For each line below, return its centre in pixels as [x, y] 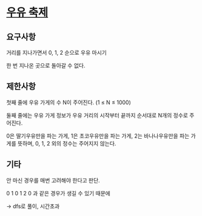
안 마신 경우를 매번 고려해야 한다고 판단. [53, 180]
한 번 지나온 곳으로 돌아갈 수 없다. [46, 65]
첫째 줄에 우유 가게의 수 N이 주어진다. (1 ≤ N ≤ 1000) [69, 102]
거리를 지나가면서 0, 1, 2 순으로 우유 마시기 [57, 53]
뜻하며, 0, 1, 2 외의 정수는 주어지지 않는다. [67, 143]
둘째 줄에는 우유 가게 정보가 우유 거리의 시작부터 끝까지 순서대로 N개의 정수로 [97, 115]
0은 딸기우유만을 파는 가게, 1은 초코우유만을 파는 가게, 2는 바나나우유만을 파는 [98, 136]
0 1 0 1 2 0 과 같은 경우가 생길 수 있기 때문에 [58, 193]
